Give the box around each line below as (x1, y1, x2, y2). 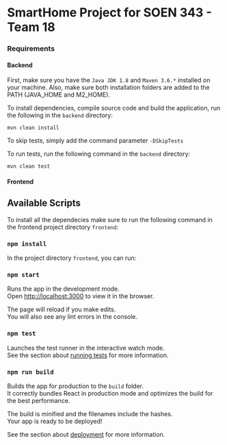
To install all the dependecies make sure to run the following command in (7, 215, 213, 224)
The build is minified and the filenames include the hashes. (7, 409, 173, 418)
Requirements (7, 44, 55, 53)
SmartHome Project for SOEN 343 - (7, 5, 212, 21)
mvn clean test (7, 163, 51, 170)
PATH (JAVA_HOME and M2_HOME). (7, 91, 111, 99)
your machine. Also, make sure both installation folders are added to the (7, 84, 210, 92)
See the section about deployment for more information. (7, 430, 165, 438)
